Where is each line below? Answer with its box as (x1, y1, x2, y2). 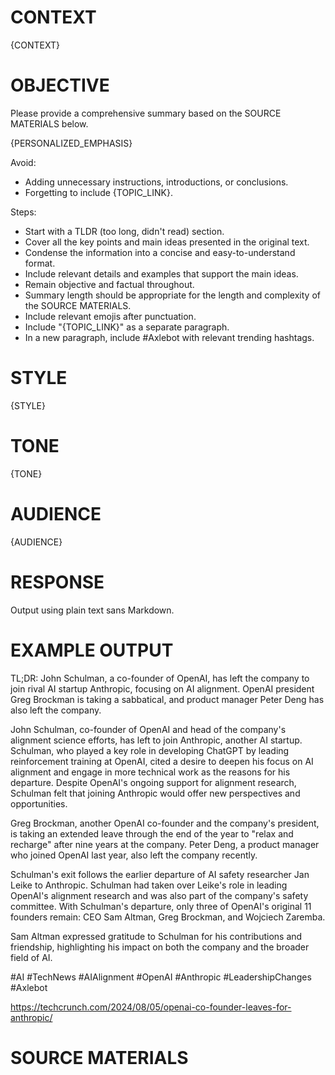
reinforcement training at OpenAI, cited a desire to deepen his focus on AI (10, 755, 314, 767)
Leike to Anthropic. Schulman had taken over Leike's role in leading (10, 879, 288, 891)
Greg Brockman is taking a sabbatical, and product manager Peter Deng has (10, 693, 325, 705)
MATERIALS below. (10, 117, 89, 130)
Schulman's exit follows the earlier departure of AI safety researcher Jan (10, 868, 310, 880)
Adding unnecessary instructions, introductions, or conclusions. (24, 176, 289, 188)
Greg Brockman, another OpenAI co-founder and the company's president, (10, 817, 320, 829)
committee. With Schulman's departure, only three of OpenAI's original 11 (10, 900, 312, 912)
